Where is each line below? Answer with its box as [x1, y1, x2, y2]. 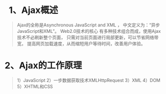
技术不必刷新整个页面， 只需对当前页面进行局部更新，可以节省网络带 [16, 34, 158, 40]
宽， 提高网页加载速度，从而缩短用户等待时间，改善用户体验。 [16, 40, 145, 46]
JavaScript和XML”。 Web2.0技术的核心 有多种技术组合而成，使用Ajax [16, 28, 161, 34]
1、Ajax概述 [8, 4, 58, 16]
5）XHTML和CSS [16, 83, 53, 90]
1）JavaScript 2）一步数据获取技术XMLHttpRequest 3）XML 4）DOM [16, 77, 160, 83]
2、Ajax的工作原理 [4, 60, 82, 71]
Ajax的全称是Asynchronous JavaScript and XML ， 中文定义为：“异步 [16, 22, 160, 28]
